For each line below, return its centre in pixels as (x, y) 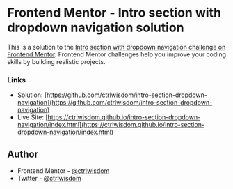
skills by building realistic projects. (56, 61)
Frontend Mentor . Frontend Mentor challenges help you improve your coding (117, 54)
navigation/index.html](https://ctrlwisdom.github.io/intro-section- (111, 125)
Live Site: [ (32, 117)
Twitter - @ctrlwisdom (49, 179)
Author (23, 154)
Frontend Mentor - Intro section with (114, 13)
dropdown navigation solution (96, 28)
